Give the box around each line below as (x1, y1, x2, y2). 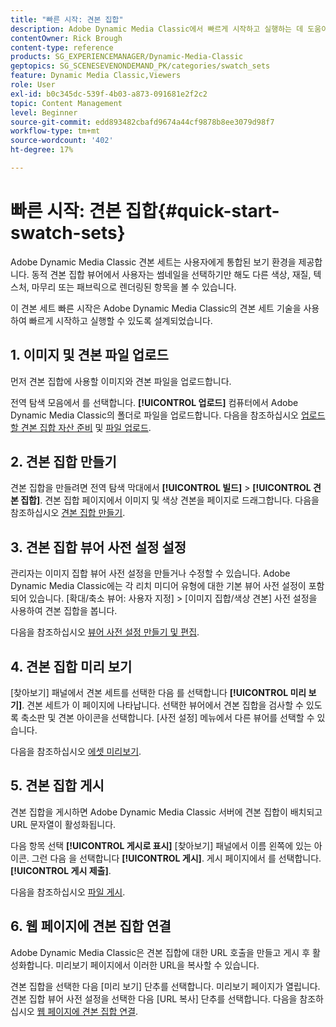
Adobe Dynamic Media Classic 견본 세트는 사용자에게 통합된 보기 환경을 (10, 256, 297, 268)
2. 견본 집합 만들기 (10, 454, 117, 471)
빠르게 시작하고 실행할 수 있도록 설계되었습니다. (28, 314, 213, 326)
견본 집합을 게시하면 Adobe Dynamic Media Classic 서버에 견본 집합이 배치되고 (10, 806, 323, 818)
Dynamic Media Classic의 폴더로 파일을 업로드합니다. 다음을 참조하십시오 (10, 409, 299, 421)
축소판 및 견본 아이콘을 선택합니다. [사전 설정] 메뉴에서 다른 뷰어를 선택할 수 (20, 712, 315, 724)
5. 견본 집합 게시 (10, 777, 105, 795)
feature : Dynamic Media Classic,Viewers (10, 71, 182, 81)
